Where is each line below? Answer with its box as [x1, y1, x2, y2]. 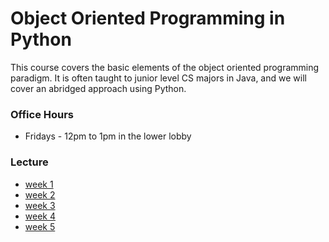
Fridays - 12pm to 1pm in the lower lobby [24, 130, 192, 142]
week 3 [24, 199, 56, 211]
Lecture [10, 155, 49, 169]
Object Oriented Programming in [10, 7, 286, 30]
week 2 [24, 188, 56, 201]
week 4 [24, 210, 56, 222]
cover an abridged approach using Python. [10, 82, 187, 94]
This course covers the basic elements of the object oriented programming [10, 61, 320, 73]
